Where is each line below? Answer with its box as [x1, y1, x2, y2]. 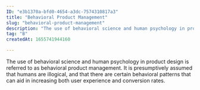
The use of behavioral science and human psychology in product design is [6, 58, 189, 65]
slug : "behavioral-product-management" [6, 20, 105, 26]
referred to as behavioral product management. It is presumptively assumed [6, 64, 193, 72]
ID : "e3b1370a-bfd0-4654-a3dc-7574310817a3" [6, 8, 118, 15]
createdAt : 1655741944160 [6, 36, 70, 42]
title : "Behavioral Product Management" [6, 14, 108, 20]
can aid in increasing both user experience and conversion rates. [6, 77, 165, 84]
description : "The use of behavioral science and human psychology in [6, 25, 185, 32]
